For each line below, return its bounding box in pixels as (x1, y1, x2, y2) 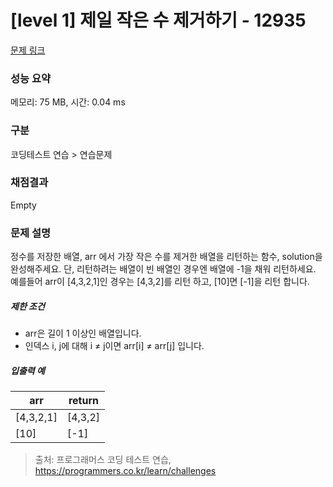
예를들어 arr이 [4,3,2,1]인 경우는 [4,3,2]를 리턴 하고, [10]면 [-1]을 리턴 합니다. (10, 276, 310, 288)
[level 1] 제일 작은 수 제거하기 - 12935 (10, 9, 307, 32)
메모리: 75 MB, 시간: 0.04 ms (10, 96, 126, 108)
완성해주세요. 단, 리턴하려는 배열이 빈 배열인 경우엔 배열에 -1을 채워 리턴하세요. (10, 263, 317, 275)
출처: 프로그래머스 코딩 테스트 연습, (34, 454, 172, 466)
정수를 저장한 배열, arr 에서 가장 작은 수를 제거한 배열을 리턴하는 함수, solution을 (10, 251, 323, 263)
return (68, 394, 100, 408)
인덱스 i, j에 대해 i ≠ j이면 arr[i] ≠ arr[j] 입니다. (24, 340, 205, 352)
